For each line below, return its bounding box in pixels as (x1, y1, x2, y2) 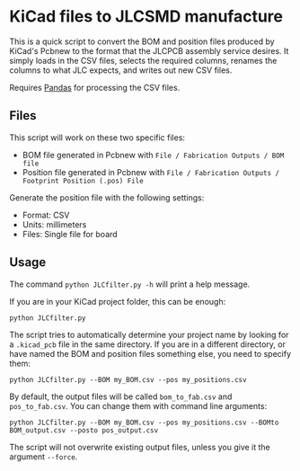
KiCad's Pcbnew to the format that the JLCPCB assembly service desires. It (9, 45, 289, 56)
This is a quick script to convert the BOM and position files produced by (9, 36, 276, 47)
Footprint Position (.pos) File (22, 176, 144, 185)
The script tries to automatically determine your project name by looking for (9, 329, 289, 340)
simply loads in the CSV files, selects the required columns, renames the (9, 55, 278, 66)
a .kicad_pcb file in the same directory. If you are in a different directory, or (9, 339, 286, 350)
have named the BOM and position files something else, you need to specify (9, 348, 292, 359)
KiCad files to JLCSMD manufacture (9, 6, 283, 27)
